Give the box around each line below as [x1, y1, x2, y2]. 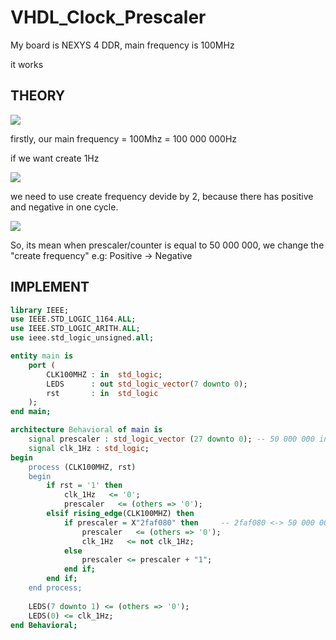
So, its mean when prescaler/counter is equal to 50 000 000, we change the [10, 239, 325, 251]
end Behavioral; [10, 620, 78, 630]
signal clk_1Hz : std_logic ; [28, 443, 150, 453]
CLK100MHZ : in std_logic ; [46, 369, 163, 380]
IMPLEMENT [10, 279, 90, 296]
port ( [28, 360, 56, 370]
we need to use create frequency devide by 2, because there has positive [10, 190, 314, 202]
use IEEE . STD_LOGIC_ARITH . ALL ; [10, 324, 141, 334]
